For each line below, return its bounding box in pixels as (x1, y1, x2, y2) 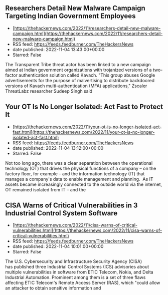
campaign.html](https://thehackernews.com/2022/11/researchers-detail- (12, 30, 163, 37)
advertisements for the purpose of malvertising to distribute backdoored (5, 77, 154, 83)
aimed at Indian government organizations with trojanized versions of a (5, 67, 152, 73)
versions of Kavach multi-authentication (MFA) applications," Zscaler (5, 83, 147, 89)
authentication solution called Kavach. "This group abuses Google (18, 72, 155, 78)
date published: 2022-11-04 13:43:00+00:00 (12, 46, 105, 52)
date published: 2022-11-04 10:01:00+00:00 (12, 243, 104, 249)
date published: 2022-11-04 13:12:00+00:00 (12, 145, 104, 151)
